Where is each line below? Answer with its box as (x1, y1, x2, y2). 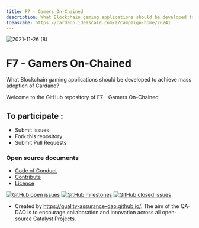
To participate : (6, 110, 63, 121)
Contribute (14, 174, 41, 181)
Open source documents (6, 154, 79, 162)
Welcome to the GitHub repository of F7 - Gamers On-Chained (6, 94, 159, 101)
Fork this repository (14, 133, 63, 140)
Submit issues (14, 126, 49, 133)
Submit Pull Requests (14, 139, 67, 146)
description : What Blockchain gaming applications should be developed (6, 14, 187, 20)
